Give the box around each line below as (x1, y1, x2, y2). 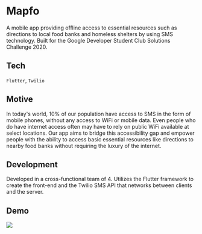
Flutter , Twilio (6, 76, 45, 84)
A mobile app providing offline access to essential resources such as (6, 24, 177, 31)
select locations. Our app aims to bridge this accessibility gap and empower (6, 129, 195, 137)
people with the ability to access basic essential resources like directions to (6, 135, 194, 143)
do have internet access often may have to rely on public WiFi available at (6, 123, 189, 130)
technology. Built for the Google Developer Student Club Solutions (6, 37, 171, 44)
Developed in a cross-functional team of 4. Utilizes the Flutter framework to (6, 176, 194, 183)
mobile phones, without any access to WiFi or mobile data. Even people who (6, 116, 196, 124)
